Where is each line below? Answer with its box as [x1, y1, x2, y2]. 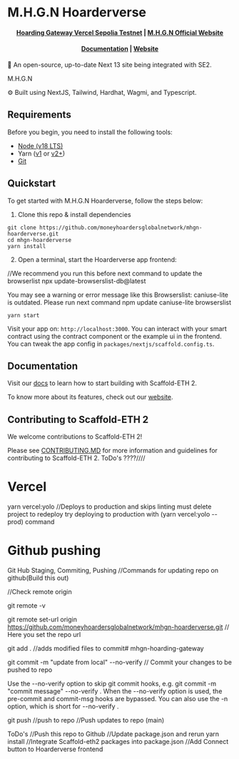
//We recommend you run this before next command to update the [7, 269, 203, 277]
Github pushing [7, 543, 101, 559]
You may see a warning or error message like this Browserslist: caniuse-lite [7, 290, 228, 299]
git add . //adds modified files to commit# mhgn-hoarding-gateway [7, 644, 205, 653]
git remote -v [7, 601, 46, 610]
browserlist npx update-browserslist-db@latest [7, 276, 146, 285]
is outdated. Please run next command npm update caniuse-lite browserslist [7, 297, 232, 307]
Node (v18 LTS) [17, 141, 63, 150]
